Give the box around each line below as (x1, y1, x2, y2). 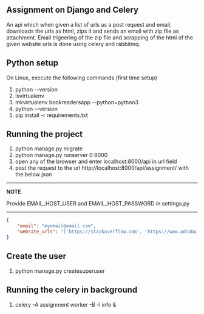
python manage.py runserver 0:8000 (15, 152, 108, 159)
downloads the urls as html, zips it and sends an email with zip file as (6, 27, 179, 35)
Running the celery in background (6, 285, 138, 295)
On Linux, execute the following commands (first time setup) (6, 74, 158, 81)
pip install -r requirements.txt (15, 112, 88, 119)
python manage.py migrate (15, 145, 83, 152)
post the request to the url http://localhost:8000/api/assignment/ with (15, 164, 189, 172)
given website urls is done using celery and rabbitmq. (6, 40, 141, 47)
